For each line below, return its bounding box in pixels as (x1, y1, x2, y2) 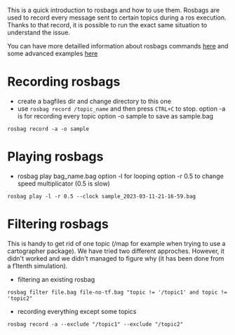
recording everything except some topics (17, 307, 137, 315)
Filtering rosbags (7, 217, 109, 232)
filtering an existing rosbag (17, 275, 95, 283)
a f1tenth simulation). (7, 261, 68, 270)
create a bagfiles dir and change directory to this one (17, 97, 172, 105)
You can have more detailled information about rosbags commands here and (7, 42, 229, 50)
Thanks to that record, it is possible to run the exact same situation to (7, 21, 208, 29)
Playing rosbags (7, 149, 104, 165)
